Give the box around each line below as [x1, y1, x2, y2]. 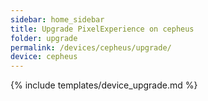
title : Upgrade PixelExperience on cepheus [10, 24, 195, 34]
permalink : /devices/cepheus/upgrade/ [10, 42, 172, 53]
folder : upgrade [10, 33, 78, 43]
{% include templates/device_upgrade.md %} [10, 79, 198, 91]
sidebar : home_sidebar [10, 14, 105, 25]
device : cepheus [10, 52, 78, 62]
